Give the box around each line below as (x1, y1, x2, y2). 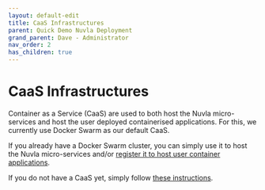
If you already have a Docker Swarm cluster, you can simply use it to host (8, 140, 248, 150)
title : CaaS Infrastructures (8, 19, 104, 27)
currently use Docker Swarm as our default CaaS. (8, 125, 170, 135)
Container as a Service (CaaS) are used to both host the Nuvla (8, 108, 211, 118)
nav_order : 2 (8, 41, 51, 49)
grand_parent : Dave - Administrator (8, 33, 129, 42)
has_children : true (8, 48, 73, 56)
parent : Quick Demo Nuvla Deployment (8, 26, 133, 34)
